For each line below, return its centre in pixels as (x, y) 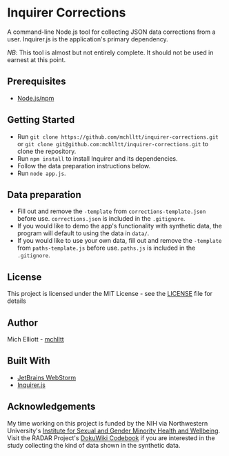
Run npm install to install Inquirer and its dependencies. (97, 158)
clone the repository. (47, 151)
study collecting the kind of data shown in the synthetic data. (94, 445)
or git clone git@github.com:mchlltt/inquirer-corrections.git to (113, 143)
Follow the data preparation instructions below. (83, 166)
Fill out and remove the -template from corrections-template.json (111, 211)
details (17, 301)
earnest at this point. (37, 59)
